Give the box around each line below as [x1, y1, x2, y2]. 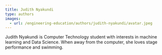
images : [5, 16, 21, 21]
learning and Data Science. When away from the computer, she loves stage [5, 39, 158, 45]
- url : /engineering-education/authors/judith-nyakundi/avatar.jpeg [9, 20, 153, 26]
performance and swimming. [5, 44, 64, 50]
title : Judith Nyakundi [5, 7, 54, 12]
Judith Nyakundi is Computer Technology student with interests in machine [5, 34, 157, 40]
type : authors [5, 12, 34, 17]
